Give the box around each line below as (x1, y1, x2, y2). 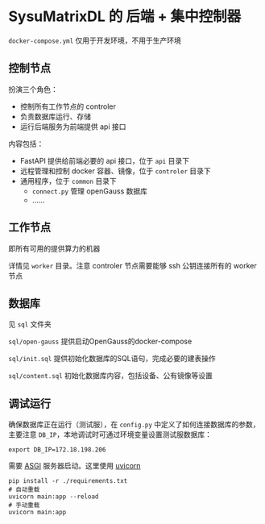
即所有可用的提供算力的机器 (8, 243, 101, 253)
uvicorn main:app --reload (8, 493, 99, 501)
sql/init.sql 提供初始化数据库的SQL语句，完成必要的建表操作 (8, 354, 216, 364)
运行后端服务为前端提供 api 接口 (19, 122, 126, 131)
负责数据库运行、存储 (19, 111, 91, 121)
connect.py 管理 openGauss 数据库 (31, 186, 147, 196)
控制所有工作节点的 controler (19, 102, 117, 111)
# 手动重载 (8, 501, 40, 509)
